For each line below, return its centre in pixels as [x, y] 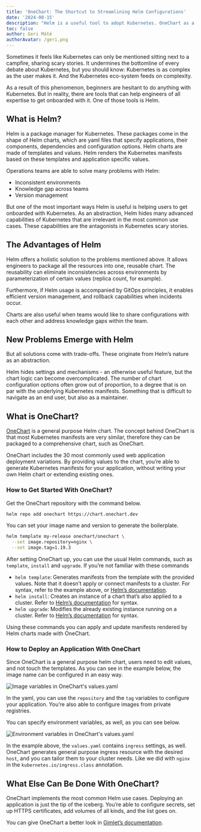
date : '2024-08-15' [31, 17]
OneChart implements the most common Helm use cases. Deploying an [94, 798]
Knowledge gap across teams [52, 188]
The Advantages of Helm [54, 245]
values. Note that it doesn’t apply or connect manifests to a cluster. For [102, 583]
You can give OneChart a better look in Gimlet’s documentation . [85, 822]
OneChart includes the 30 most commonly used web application [86, 455]
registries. [19, 711]
